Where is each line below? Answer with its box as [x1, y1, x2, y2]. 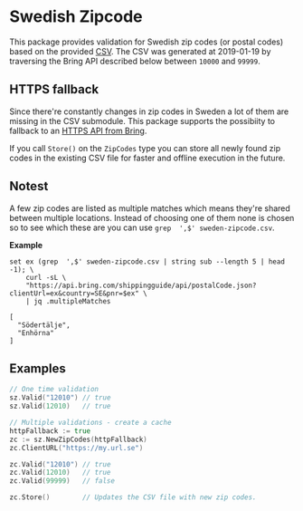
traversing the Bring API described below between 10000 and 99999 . [9, 55, 260, 66]
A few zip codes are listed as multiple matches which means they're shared [9, 202, 291, 214]
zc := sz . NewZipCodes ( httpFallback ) [9, 435, 147, 444]
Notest [9, 178, 49, 194]
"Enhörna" [17, 328, 54, 337]
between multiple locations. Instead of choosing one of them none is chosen [9, 212, 295, 223]
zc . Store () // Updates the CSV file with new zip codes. [9, 493, 257, 502]
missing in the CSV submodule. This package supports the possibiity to [9, 115, 276, 126]
